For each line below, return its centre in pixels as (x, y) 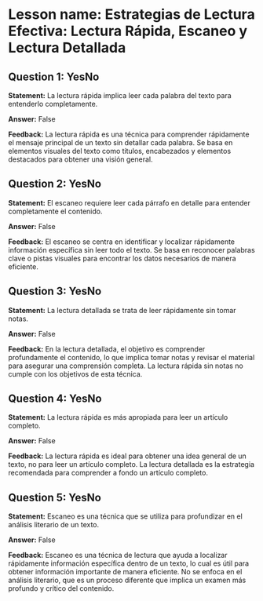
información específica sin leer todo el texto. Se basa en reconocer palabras (131, 250)
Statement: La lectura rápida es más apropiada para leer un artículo (118, 417)
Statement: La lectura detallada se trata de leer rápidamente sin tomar (122, 310)
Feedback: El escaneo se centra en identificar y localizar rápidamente (122, 242)
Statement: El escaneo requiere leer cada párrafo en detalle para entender (130, 202)
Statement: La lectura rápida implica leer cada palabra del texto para (120, 95)
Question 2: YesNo (55, 184)
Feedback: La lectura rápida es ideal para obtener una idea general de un (128, 456)
